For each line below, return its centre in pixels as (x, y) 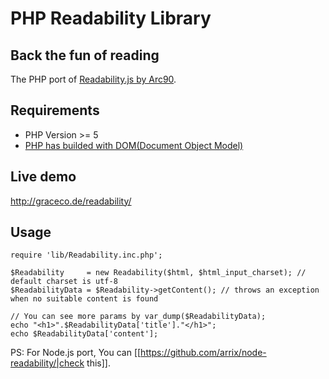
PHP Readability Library (111, 18)
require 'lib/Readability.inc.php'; (86, 255)
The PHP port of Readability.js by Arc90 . (93, 79)
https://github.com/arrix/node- (203, 353)
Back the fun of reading (85, 55)
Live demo (43, 177)
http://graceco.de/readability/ (71, 201)
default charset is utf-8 (64, 282)
